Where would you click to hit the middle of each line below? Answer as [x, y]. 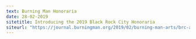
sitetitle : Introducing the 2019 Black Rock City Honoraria [81, 22]
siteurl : [17, 27]
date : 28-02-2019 [27, 17]
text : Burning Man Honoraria [41, 11]
